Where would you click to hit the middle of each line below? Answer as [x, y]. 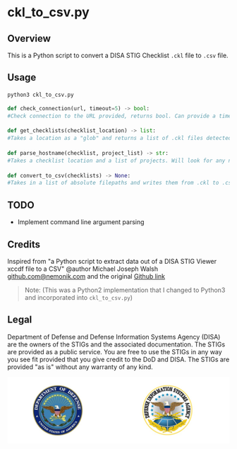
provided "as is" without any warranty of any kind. [80, 367]
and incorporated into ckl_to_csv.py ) [78, 297]
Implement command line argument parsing [81, 222]
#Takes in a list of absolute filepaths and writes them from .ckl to [113, 183]
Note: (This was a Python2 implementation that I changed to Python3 [125, 290]
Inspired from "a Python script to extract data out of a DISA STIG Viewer [112, 261]
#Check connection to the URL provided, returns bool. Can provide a [112, 116]
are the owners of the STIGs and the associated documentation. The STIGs [116, 344]
